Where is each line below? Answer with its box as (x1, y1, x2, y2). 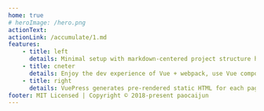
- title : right (22, 77, 72, 84)
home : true (8, 11, 44, 20)
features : (8, 41, 41, 48)
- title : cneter (22, 63, 76, 70)
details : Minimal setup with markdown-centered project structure (28, 55, 251, 63)
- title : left (22, 48, 68, 55)
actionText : (8, 26, 47, 34)
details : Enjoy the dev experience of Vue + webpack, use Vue (28, 70, 237, 77)
